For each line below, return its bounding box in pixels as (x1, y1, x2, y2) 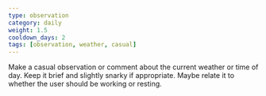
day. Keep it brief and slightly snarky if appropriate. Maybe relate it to (8, 71, 235, 80)
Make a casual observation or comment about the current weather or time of (8, 62, 259, 72)
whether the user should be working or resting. (8, 79, 163, 89)
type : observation (8, 11, 69, 20)
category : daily (8, 19, 62, 27)
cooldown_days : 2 (8, 33, 66, 42)
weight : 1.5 (8, 26, 48, 34)
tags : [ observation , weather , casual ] (8, 41, 137, 49)
